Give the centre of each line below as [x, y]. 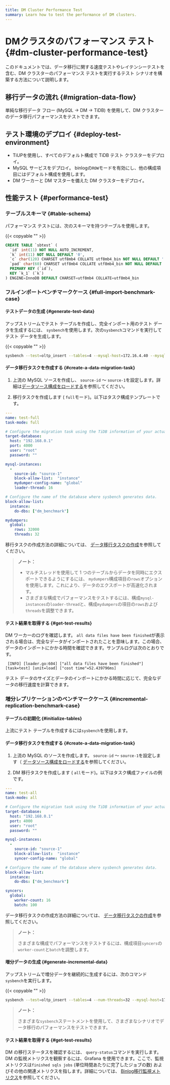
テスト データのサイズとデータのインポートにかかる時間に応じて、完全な [81, 678]
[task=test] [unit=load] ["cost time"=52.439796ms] [61, 668]
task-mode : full [22, 422]
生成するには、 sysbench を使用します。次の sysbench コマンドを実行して [88, 330]
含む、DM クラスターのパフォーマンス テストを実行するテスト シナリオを [82, 73]
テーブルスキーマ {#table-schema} [48, 214]
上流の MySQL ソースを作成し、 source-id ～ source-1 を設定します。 [84, 380]
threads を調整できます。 [51, 610]
